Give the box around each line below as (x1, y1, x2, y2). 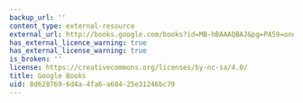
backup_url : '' (9, 13, 67, 22)
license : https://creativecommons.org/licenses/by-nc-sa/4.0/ (9, 64, 248, 73)
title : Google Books (9, 72, 87, 81)
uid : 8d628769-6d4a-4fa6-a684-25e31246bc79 (9, 80, 176, 89)
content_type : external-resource (9, 21, 135, 30)
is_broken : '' (9, 55, 63, 64)
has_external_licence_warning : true (9, 38, 147, 47)
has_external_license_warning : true (9, 47, 147, 56)
